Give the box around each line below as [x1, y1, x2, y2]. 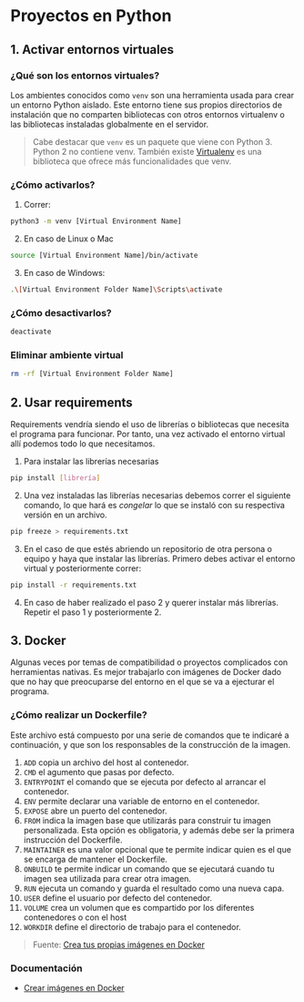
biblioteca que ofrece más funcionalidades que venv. [32, 156, 232, 167]
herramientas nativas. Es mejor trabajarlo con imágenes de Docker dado [10, 667, 281, 678]
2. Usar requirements [10, 394, 133, 410]
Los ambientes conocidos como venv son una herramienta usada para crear [10, 89, 295, 100]
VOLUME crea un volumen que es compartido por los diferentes [23, 902, 255, 913]
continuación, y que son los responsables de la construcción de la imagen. [10, 739, 290, 750]
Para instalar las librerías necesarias [23, 455, 159, 466]
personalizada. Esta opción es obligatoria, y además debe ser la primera [23, 824, 295, 835]
